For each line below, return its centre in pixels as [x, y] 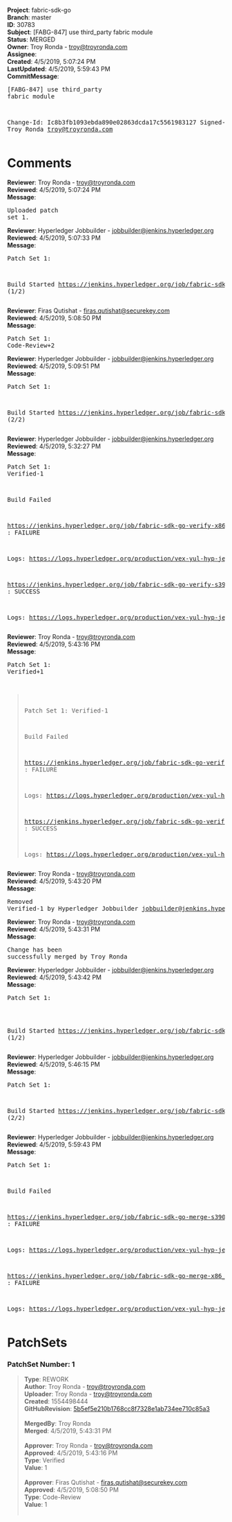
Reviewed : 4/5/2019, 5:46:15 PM [54, 1064]
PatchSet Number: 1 [41, 1365]
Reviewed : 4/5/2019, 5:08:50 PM [54, 317]
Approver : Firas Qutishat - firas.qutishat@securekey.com [106, 1482]
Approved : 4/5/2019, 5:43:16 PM [71, 1453]
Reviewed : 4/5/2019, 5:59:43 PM [54, 1144]
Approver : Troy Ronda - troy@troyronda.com [88, 1446]
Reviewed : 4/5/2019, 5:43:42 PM [55, 977]
